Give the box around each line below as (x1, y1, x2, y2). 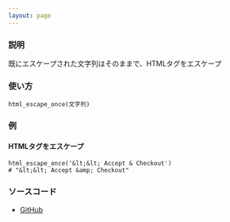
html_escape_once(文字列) (8, 101, 90, 109)
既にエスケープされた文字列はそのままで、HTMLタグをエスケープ (8, 59, 222, 68)
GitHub (19, 205, 44, 214)
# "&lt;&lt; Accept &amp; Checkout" (8, 166, 129, 174)
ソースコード (8, 186, 57, 197)
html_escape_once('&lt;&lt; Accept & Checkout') (8, 159, 172, 167)
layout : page (8, 11, 52, 20)
